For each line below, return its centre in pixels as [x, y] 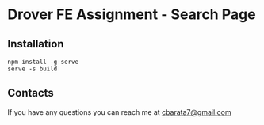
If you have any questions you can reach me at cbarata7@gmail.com [119, 112]
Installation [36, 44]
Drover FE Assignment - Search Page [132, 15]
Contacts [31, 93]
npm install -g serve [43, 62]
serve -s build [33, 69]
